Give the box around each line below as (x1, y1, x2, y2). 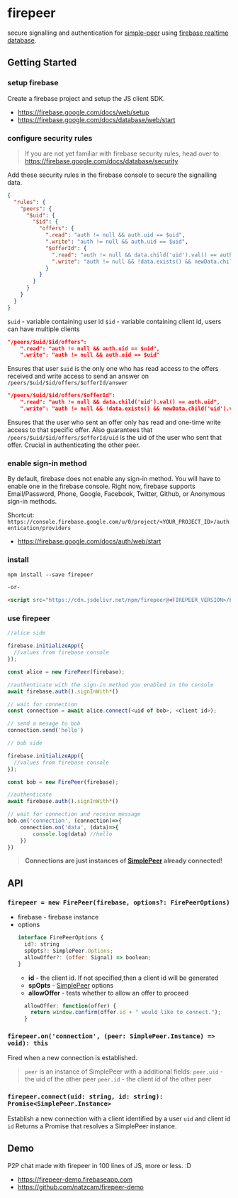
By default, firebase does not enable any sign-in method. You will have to (7, 475, 221, 483)
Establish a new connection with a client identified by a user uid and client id (7, 1114, 231, 1123)
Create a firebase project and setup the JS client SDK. (7, 94, 165, 102)
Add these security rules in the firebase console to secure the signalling (7, 171, 217, 179)
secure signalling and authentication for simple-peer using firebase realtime (7, 28, 229, 37)
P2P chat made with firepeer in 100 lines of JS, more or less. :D (7, 1161, 192, 1170)
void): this (7, 1040, 49, 1047)
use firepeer (7, 613, 51, 623)
